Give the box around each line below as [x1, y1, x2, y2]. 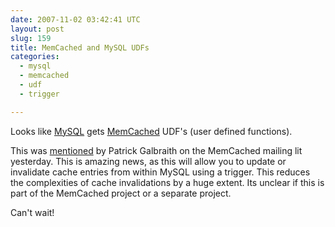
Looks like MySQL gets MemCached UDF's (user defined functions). [10, 125, 293, 137]
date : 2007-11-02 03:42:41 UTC [10, 14, 141, 25]
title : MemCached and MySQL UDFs [10, 42, 150, 53]
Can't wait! [10, 206, 55, 218]
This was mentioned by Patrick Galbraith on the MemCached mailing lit [10, 144, 303, 156]
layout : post [10, 24, 65, 34]
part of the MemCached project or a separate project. [10, 187, 232, 199]
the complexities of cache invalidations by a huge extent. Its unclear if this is [10, 176, 325, 188]
